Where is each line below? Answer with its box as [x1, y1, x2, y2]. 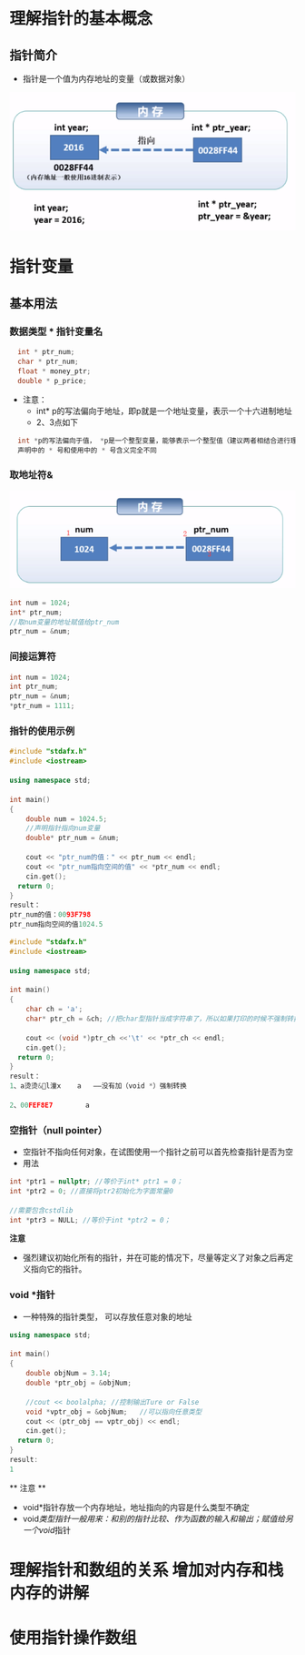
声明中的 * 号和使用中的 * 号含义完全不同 [17, 445, 157, 455]
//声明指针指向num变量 [25, 824, 101, 833]
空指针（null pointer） [9, 1123, 108, 1136]
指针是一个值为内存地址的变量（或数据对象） [22, 74, 191, 84]
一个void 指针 [22, 1524, 71, 1535]
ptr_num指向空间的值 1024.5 [9, 920, 103, 929]
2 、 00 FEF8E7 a [9, 1101, 90, 1110]
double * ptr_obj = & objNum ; [25, 1378, 132, 1388]
